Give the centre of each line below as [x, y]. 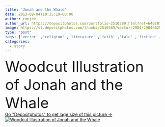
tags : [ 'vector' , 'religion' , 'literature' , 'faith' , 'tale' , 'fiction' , [83, 37]
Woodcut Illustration [74, 66]
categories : [17, 42]
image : [12, 28]
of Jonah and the [64, 84]
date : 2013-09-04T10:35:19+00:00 [39, 14]
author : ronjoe [21, 19]
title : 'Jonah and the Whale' [36, 10]
